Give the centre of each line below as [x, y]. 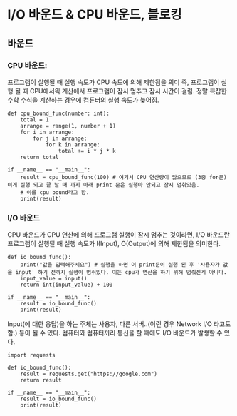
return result [41, 380]
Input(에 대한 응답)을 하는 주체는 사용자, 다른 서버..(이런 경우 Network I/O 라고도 [119, 324]
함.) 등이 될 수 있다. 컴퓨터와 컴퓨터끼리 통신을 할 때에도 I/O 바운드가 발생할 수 [115, 333]
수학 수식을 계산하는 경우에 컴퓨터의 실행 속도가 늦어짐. [83, 100]
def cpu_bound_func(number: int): [59, 113]
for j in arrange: [60, 138]
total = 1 [35, 120]
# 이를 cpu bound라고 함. [55, 192]
